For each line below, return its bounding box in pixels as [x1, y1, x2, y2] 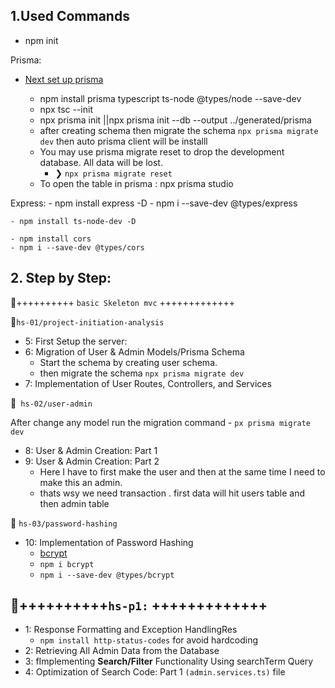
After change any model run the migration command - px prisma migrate [10, 416, 312, 428]
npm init [24, 34, 59, 46]
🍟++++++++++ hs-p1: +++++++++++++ [10, 597, 268, 614]
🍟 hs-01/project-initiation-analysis [10, 315, 165, 328]
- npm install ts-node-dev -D [10, 216, 137, 226]
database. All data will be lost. [39, 156, 163, 168]
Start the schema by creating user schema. [39, 356, 218, 368]
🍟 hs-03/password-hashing [10, 517, 118, 529]
